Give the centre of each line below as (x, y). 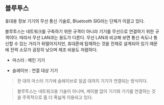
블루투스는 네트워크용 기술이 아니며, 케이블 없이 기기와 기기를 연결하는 (84, 91)
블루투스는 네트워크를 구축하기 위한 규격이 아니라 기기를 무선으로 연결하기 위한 (80, 31)
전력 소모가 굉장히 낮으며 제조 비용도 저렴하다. (54, 49)
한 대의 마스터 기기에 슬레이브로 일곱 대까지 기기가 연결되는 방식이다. (82, 81)
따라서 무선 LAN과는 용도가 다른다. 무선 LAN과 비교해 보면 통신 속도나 (86, 37)
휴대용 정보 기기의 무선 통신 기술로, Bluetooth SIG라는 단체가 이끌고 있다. (75, 21)
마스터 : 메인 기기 (28, 60)
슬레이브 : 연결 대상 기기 (35, 70)
